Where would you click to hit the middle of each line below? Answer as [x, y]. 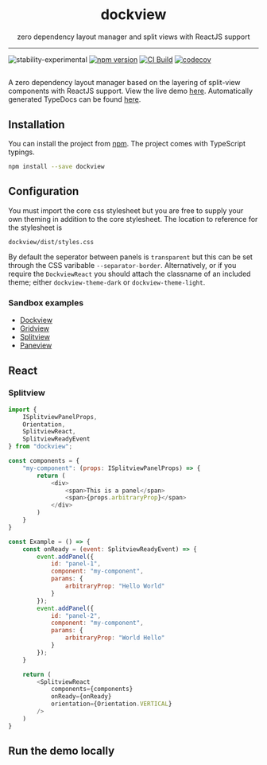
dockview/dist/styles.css [51, 242]
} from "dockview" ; [41, 447]
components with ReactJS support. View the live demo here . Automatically [130, 91]
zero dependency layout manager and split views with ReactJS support [133, 37]
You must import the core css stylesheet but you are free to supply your [126, 210]
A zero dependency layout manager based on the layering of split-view [124, 83]
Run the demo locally [62, 751]
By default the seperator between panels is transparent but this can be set [130, 257]
